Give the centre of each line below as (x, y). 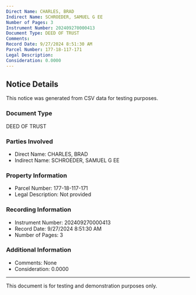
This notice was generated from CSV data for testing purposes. (82, 98)
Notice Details (32, 84)
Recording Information (39, 210)
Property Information (36, 175)
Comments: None (36, 263)
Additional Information (39, 250)
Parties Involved (30, 141)
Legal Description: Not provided (53, 194)
